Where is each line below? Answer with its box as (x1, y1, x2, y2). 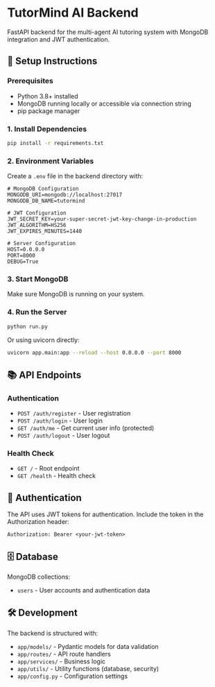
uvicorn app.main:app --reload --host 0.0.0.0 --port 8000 (7, 349, 182, 356)
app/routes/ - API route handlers (17, 650, 111, 658)
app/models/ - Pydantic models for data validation (17, 642, 159, 650)
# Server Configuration (7, 240, 76, 247)
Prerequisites (7, 76, 53, 86)
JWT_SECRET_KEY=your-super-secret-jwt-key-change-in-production (7, 216, 197, 223)
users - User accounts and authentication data (17, 586, 150, 595)
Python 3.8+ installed (17, 92, 78, 100)
